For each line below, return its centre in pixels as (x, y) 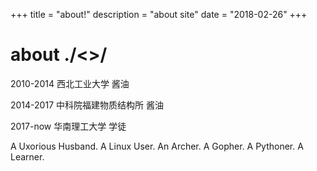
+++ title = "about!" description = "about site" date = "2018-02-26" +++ (159, 14)
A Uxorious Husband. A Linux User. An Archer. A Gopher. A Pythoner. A (157, 146)
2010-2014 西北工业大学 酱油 (70, 83)
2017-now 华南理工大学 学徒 (68, 126)
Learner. (27, 156)
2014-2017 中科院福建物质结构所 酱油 (87, 105)
